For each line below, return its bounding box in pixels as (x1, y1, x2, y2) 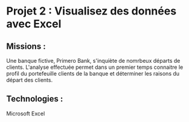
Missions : (6, 41, 46, 51)
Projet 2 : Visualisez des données (6, 4, 177, 18)
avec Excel (6, 17, 62, 31)
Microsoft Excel (6, 110, 45, 117)
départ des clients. (6, 77, 53, 83)
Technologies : (6, 94, 63, 104)
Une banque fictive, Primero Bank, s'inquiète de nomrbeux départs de (6, 57, 181, 64)
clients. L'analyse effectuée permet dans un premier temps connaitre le (6, 63, 184, 71)
